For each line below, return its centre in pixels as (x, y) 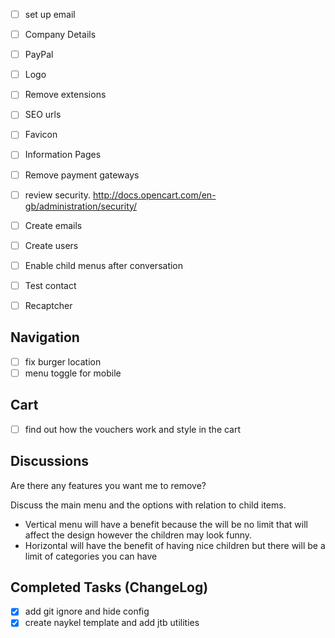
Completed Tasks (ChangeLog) (109, 587)
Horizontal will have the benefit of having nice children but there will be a (175, 545)
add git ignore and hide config (87, 611)
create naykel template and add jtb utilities (112, 623)
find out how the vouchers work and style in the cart (133, 429)
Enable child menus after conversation (104, 265)
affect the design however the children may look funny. (138, 535)
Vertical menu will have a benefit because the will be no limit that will (166, 524)
